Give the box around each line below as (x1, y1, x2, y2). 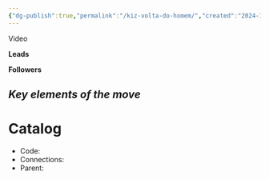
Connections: (19, 154, 65, 164)
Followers (8, 65, 42, 74)
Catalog (8, 120, 62, 138)
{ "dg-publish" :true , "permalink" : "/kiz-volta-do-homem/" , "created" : (8, 11, 239, 20)
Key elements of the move (8, 88, 142, 101)
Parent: (19, 163, 44, 173)
